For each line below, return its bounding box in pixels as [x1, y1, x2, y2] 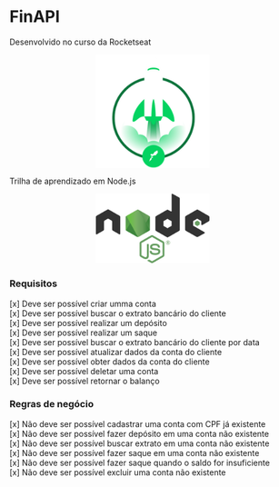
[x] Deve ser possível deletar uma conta [9, 365, 159, 376]
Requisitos [9, 277, 57, 290]
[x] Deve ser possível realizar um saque [9, 327, 157, 338]
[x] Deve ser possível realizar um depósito [9, 317, 168, 328]
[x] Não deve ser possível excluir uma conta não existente [9, 466, 226, 478]
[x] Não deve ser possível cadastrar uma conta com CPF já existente [9, 418, 266, 429]
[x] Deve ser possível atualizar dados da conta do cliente [9, 346, 223, 357]
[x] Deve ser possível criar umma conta [9, 298, 157, 309]
